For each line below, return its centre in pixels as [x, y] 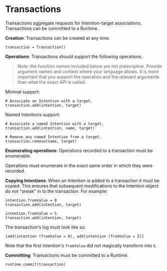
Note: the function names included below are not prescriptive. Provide [90, 66]
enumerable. [18, 155]
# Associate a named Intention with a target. [54, 123]
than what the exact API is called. [52, 82]
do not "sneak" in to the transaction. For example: [56, 191]
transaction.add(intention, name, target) [50, 128]
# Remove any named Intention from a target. [53, 137]
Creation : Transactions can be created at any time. [58, 38]
